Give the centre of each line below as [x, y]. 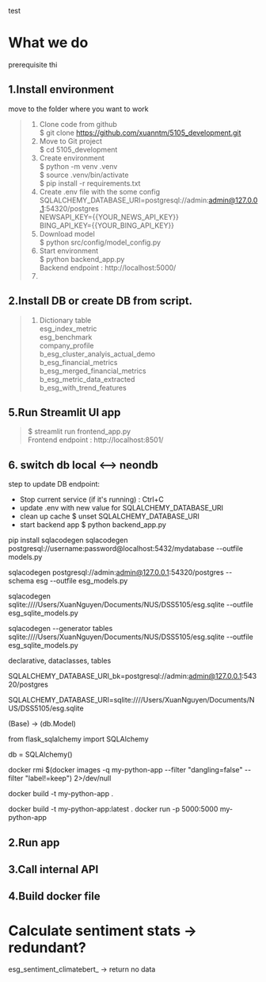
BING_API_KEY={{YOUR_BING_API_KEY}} [107, 225]
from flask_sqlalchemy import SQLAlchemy [78, 739]
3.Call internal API [53, 869]
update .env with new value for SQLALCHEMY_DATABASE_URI [122, 508]
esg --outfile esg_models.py [82, 581]
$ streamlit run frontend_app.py [79, 432]
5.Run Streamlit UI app [65, 412]
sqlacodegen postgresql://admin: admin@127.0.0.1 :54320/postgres [116, 572]
